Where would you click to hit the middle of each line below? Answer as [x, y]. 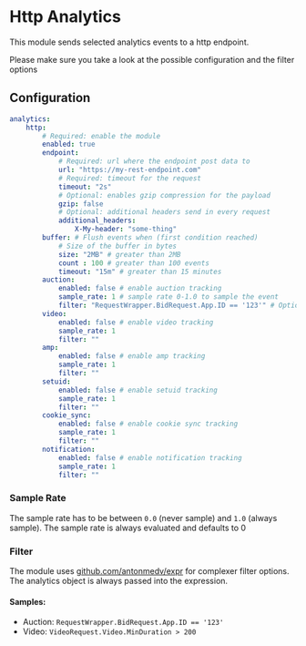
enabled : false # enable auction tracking [140, 289]
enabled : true [69, 144]
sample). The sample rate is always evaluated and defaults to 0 [128, 528]
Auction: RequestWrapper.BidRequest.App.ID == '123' [123, 622]
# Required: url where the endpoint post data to [154, 161]
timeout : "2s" [85, 187]
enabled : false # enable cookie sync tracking [148, 424]
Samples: [28, 601]
